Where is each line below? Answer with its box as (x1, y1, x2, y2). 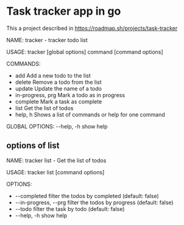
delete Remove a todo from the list (15, 78, 102, 86)
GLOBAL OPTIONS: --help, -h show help (6, 122, 108, 130)
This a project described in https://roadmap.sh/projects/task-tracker (6, 24, 178, 32)
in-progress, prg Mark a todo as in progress (15, 91, 126, 98)
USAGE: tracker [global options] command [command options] (6, 48, 163, 56)
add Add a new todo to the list (15, 72, 91, 79)
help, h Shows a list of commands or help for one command (15, 111, 166, 118)
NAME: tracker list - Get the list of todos (6, 157, 107, 164)
